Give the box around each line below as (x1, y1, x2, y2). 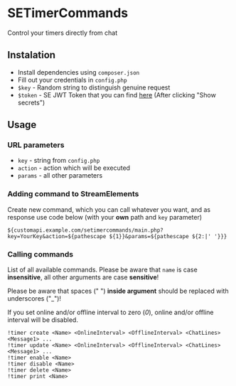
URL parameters (7, 140, 65, 150)
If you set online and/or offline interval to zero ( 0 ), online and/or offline (7, 308, 214, 317)
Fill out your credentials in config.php (17, 75, 127, 84)
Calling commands (7, 249, 73, 259)
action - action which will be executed (17, 163, 130, 172)
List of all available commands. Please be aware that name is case (7, 265, 198, 274)
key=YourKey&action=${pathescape (7, 232, 107, 240)
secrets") (17, 98, 45, 107)
